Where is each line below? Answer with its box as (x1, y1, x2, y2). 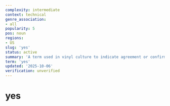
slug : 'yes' (5, 45, 30, 50)
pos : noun (5, 31, 26, 36)
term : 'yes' (5, 59, 30, 64)
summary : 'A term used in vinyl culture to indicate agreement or (5, 54, 148, 60)
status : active (5, 49, 37, 55)
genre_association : (5, 17, 47, 22)
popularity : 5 (5, 26, 35, 31)
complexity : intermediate (5, 7, 60, 13)
